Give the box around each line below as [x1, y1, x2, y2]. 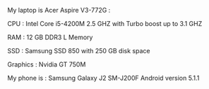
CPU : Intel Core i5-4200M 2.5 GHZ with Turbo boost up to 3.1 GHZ [7, 20, 203, 27]
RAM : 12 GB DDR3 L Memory [7, 33, 93, 41]
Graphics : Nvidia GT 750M [7, 60, 86, 69]
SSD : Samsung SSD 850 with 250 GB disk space [7, 47, 150, 55]
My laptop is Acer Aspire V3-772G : [7, 6, 111, 14]
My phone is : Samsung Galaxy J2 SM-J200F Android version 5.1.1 [7, 74, 200, 82]
